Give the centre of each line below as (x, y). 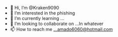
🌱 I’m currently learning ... (37, 18)
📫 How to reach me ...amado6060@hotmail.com (61, 29)
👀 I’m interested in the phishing (42, 13)
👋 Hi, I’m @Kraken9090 (35, 8)
